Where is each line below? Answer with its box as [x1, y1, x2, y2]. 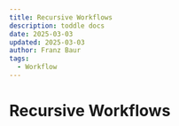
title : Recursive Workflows [9, 12, 113, 22]
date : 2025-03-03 [9, 29, 74, 38]
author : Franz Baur [9, 46, 82, 55]
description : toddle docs [9, 21, 105, 30]
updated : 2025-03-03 [9, 37, 86, 47]
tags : [9, 54, 29, 63]
